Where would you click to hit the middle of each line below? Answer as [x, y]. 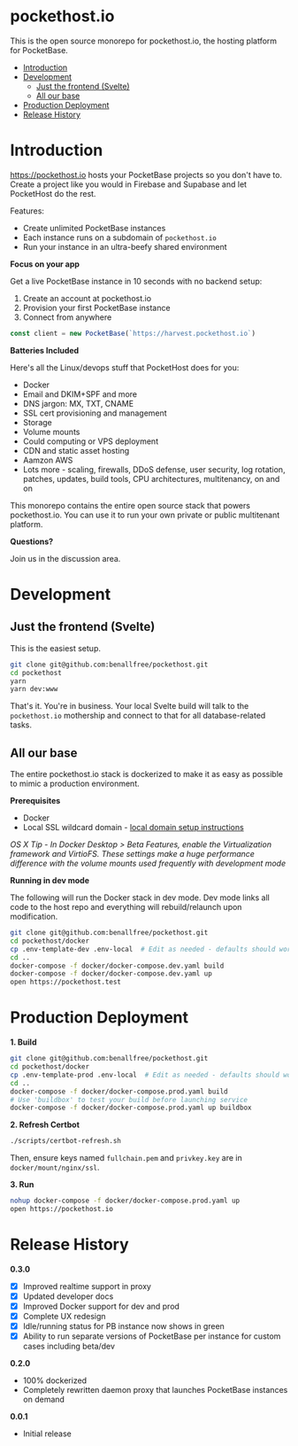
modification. [34, 917]
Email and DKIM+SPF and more [80, 394]
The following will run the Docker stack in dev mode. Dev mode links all [140, 898]
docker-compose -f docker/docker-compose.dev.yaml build [117, 966]
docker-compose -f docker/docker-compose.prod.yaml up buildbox [131, 1108]
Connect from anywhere [67, 317]
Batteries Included [45, 350]
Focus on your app [45, 264]
